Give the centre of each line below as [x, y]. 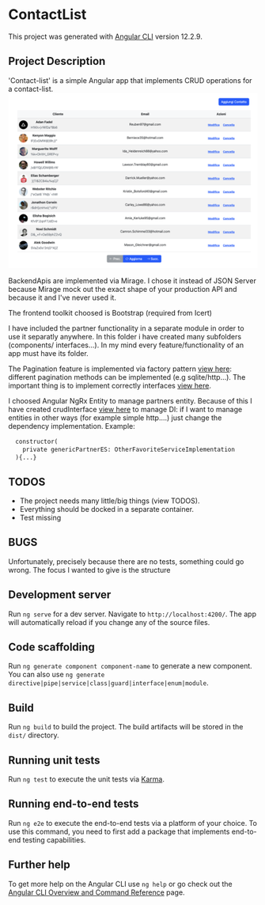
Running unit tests [54, 760]
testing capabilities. [54, 839]
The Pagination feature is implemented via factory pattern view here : [120, 369]
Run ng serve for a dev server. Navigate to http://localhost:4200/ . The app [132, 614]
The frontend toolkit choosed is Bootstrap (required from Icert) [110, 313]
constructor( [37, 442]
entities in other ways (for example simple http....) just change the [115, 418]
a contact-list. [31, 89]
